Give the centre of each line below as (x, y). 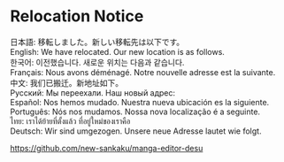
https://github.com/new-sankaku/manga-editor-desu (107, 148)
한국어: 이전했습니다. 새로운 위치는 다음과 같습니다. (97, 62)
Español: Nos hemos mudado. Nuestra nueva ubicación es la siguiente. (140, 102)
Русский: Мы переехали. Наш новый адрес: (93, 93)
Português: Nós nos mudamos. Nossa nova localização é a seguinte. (135, 112)
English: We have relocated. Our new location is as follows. (117, 51)
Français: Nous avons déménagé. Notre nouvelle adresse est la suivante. (143, 72)
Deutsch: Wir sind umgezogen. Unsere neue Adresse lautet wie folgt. (136, 131)
